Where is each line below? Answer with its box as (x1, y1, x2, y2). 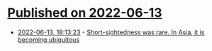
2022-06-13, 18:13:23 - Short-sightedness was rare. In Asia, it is (17, 28, 205, 36)
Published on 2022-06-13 (7, 5, 162, 21)
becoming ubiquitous (17, 35, 80, 43)
